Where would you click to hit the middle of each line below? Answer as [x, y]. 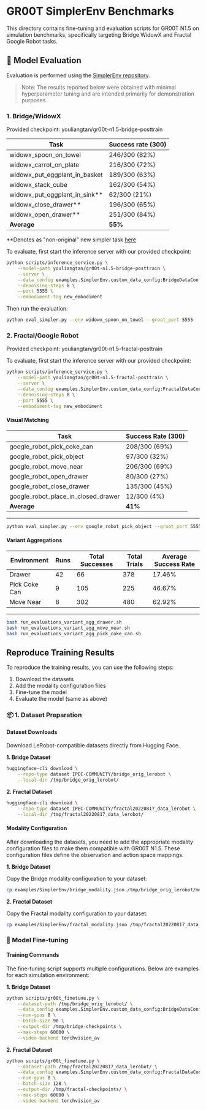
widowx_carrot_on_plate [44, 165]
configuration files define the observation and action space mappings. [95, 855]
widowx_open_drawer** [45, 214]
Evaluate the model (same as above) [61, 699]
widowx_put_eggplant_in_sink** [56, 195]
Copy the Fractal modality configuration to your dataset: [77, 913]
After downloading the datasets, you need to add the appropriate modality [100, 842]
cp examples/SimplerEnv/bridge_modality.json [65, 889]
